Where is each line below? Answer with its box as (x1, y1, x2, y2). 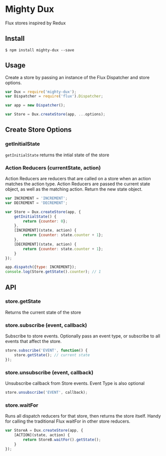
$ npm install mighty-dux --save (5, 47, 75, 53)
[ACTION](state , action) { (14, 433, 70, 438)
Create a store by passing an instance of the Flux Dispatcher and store (5, 74, 150, 80)
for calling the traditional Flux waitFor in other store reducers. (5, 418, 131, 424)
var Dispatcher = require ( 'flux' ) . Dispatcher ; (5, 94, 103, 99)
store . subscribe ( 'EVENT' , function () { (5, 348, 88, 353)
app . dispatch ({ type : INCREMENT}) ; (5, 265, 77, 270)
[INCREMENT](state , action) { (14, 228, 77, 233)
